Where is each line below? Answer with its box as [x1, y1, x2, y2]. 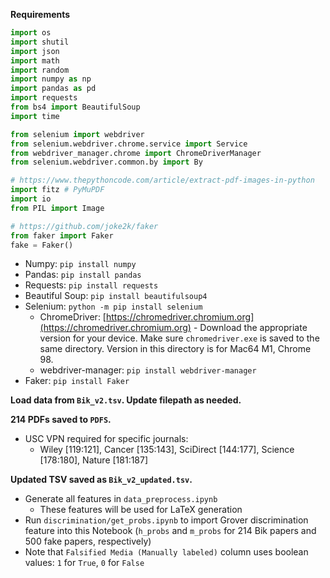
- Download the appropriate [193, 322, 308, 334]
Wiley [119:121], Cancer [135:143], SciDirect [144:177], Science [39, 444, 295, 456]
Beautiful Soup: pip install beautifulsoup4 [24, 290, 208, 302]
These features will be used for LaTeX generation [39, 504, 243, 516]
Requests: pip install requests [24, 279, 159, 291]
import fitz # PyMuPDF [10, 185, 105, 195]
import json [10, 46, 60, 56]
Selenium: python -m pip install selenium [24, 300, 203, 313]
